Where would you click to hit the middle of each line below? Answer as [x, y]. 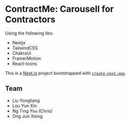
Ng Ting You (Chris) [32, 111]
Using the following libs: [29, 33]
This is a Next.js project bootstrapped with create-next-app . [66, 73]
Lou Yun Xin [24, 106]
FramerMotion [26, 58]
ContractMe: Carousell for [59, 9]
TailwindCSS [25, 48]
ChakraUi [22, 53]
